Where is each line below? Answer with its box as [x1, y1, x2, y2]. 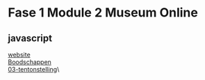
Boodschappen [8, 58, 51, 66]
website [8, 50, 31, 59]
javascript [8, 32, 53, 44]
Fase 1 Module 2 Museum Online [8, 5, 199, 21]
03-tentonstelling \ [8, 66, 60, 73]
